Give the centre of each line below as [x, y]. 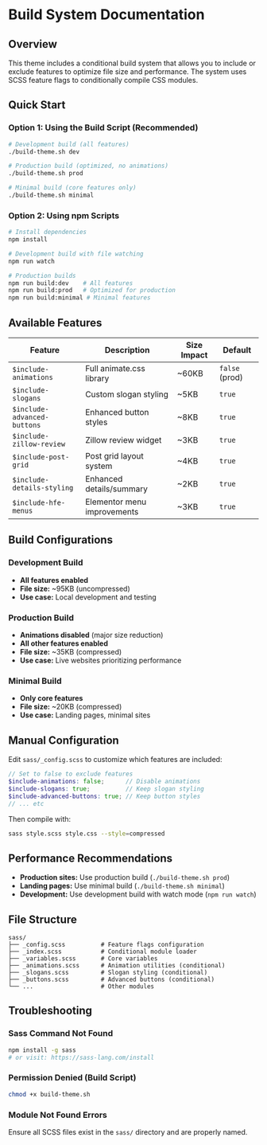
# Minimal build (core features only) [72, 188]
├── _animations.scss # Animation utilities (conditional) [117, 966]
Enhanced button [117, 412]
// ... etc [26, 803]
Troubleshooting [50, 1011]
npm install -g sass [43, 1050]
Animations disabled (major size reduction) [91, 635]
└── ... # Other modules [81, 987]
